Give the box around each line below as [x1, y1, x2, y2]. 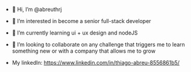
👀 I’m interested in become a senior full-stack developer [11, 18, 152, 24]
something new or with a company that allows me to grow [11, 47, 155, 54]
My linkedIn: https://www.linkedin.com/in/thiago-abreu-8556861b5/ [11, 59, 180, 66]
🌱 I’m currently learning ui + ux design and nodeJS [11, 29, 138, 36]
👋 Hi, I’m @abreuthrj [11, 6, 62, 13]
